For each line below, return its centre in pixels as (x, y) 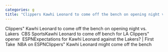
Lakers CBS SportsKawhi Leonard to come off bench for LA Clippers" (77, 34)
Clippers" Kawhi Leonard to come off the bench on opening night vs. (76, 28)
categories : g (20, 10)
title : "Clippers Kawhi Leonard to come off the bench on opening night (82, 14)
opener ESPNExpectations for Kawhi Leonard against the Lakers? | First (79, 39)
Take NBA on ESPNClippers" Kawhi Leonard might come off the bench (78, 44)
